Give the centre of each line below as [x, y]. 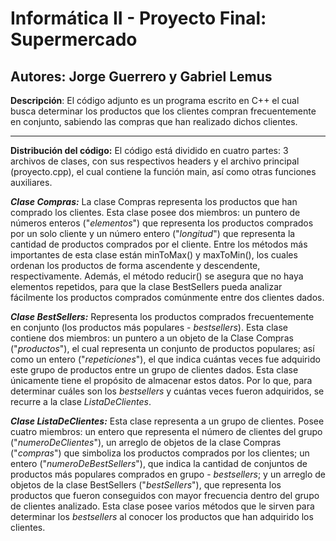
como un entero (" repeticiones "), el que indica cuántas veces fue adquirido [165, 359]
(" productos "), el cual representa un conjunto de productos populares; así [162, 348]
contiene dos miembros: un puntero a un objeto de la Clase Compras [152, 338]
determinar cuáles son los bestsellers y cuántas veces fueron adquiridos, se [167, 391]
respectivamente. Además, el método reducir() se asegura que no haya [157, 276]
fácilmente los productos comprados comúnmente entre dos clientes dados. [167, 297]
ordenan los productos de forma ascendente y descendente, [135, 265]
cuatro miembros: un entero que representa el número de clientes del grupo [166, 431]
